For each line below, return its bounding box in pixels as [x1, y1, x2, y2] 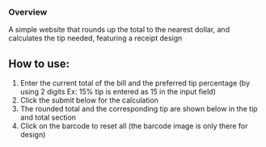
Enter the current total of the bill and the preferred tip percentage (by [19, 78, 251, 88]
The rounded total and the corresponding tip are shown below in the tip [19, 104, 258, 114]
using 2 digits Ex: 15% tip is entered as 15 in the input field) [19, 87, 217, 97]
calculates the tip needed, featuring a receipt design [8, 33, 183, 43]
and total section [19, 112, 77, 123]
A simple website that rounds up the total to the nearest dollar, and [8, 25, 230, 35]
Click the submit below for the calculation [19, 95, 159, 105]
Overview [8, 6, 48, 18]
